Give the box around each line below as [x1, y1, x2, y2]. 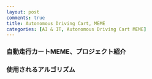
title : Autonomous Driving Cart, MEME [6, 20, 105, 26]
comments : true [6, 15, 45, 21]
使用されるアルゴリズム [6, 66, 75, 74]
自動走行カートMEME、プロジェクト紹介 [6, 47, 127, 56]
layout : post [6, 9, 40, 15]
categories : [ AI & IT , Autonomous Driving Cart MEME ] [6, 26, 147, 32]
